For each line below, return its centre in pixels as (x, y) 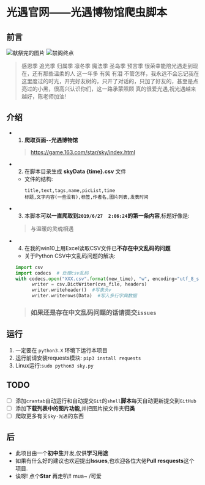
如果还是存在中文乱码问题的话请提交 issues (93, 313)
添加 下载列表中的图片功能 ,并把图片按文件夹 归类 (75, 408)
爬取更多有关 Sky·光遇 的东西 (50, 416)
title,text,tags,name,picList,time (69, 190)
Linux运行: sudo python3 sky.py (54, 365)
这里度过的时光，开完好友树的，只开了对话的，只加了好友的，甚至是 (107, 81)
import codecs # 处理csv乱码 (52, 273)
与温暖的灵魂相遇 (52, 228)
